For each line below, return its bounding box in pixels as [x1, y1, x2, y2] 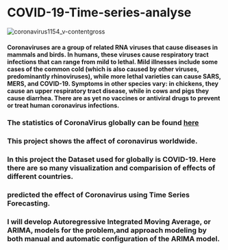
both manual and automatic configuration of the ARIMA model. [7, 234, 220, 244]
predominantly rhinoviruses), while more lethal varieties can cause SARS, [7, 72, 221, 80]
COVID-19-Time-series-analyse [7, 5, 192, 20]
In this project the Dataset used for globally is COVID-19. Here [7, 155, 216, 165]
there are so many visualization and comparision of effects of [7, 163, 216, 173]
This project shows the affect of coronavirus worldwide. [7, 137, 198, 146]
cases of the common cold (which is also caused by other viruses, [7, 65, 199, 73]
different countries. [7, 172, 74, 182]
